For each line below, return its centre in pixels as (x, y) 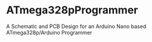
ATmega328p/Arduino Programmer (49, 32)
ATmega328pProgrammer (72, 10)
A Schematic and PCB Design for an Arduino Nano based (76, 26)
